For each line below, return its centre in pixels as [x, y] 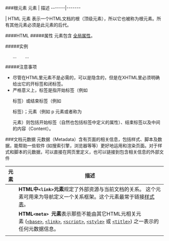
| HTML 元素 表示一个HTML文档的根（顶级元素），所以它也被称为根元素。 [81, 19]
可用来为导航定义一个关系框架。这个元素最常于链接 [84, 197]
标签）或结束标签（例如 [37, 101]
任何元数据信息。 [39, 229]
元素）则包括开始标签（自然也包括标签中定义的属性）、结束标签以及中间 [86, 122]
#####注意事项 [21, 67]
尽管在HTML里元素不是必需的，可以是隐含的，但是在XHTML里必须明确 [86, 77]
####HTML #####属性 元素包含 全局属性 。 [50, 36]
